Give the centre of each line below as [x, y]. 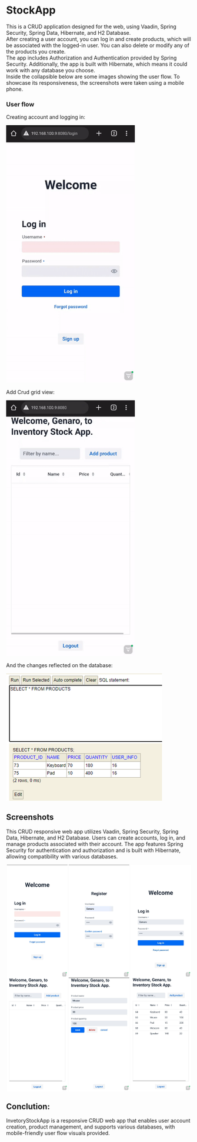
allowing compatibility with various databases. [62, 856]
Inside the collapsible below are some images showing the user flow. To [93, 76]
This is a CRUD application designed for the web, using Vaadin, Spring [91, 26]
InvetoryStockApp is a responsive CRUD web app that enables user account [98, 1121]
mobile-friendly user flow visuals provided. [58, 1133]
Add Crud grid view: [30, 392]
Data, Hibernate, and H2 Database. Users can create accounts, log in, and [96, 838]
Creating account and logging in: [46, 117]
